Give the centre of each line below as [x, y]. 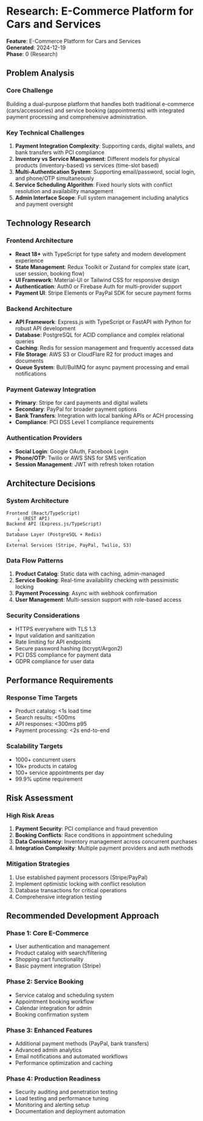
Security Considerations [43, 616]
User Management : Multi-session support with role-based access [98, 600]
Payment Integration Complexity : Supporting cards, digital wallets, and [105, 146]
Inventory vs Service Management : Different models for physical [98, 158]
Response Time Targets [42, 698]
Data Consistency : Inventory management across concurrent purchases [106, 842]
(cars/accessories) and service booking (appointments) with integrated [95, 110]
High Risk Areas [30, 816]
